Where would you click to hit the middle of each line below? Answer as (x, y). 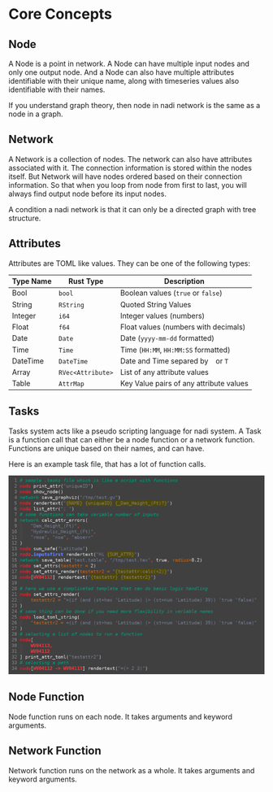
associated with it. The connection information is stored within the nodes (130, 168)
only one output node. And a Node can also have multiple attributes (121, 72)
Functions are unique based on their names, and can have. (106, 448)
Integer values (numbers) (163, 315)
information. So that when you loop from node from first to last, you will (128, 185)
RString (71, 305)
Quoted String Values (156, 304)
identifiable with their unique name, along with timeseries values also (124, 81)
